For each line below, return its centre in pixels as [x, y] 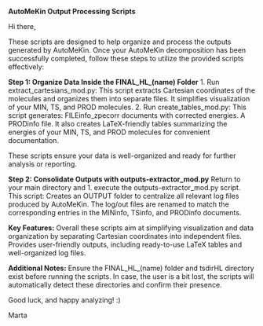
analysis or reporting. [42, 164]
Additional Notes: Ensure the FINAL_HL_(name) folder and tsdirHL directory [131, 268]
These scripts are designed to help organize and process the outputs [120, 42]
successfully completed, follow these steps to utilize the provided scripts [126, 59]
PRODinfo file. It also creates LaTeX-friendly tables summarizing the [118, 124]
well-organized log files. [47, 253]
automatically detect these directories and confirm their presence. [115, 285]
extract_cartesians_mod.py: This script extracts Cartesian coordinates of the [132, 90]
